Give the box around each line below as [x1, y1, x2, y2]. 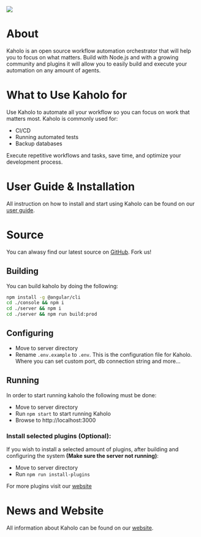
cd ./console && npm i [6, 300, 64, 306]
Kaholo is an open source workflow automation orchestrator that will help [6, 47, 191, 55]
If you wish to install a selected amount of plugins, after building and [6, 445, 179, 453]
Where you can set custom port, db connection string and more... [15, 357, 181, 365]
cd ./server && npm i [6, 305, 62, 312]
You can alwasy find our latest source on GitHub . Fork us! [6, 248, 152, 256]
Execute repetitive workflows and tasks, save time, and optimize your [6, 151, 181, 159]
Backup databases [15, 140, 63, 147]
